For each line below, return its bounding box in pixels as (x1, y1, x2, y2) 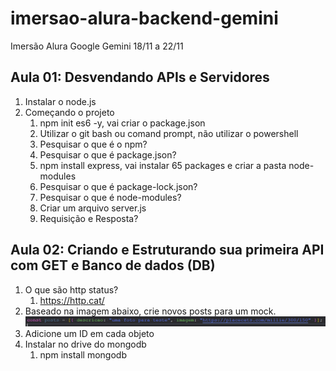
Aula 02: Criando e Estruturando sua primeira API (10, 242, 325, 259)
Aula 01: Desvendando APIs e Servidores (10, 69, 270, 86)
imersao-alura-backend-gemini (10, 7, 279, 30)
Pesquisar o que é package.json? (39, 148, 177, 161)
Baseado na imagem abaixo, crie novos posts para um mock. (24, 305, 277, 317)
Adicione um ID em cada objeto (24, 328, 155, 340)
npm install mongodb (39, 349, 127, 361)
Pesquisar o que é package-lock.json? (39, 180, 198, 192)
